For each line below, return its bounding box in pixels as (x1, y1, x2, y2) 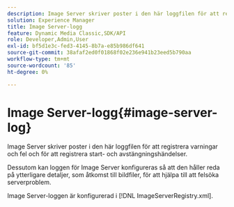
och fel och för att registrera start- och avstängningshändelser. (7, 150, 188, 158)
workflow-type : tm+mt (7, 56, 70, 63)
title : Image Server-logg (7, 23, 82, 30)
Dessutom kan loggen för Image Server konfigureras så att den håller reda (7, 163, 221, 171)
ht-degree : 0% (7, 68, 49, 75)
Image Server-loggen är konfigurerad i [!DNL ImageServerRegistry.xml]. (7, 192, 214, 200)
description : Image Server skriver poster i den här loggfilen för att (7, 10, 219, 17)
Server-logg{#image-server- (46, 105, 218, 121)
